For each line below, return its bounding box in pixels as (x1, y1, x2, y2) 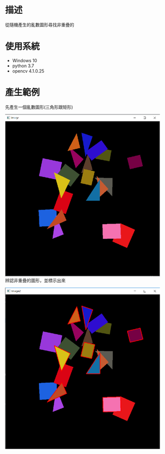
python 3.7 (12, 63, 34, 69)
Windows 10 (12, 57, 37, 63)
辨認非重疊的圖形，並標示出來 (5, 277, 66, 283)
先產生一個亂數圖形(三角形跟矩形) (5, 104, 73, 110)
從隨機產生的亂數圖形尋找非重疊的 (5, 22, 74, 28)
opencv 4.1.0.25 (12, 68, 44, 74)
